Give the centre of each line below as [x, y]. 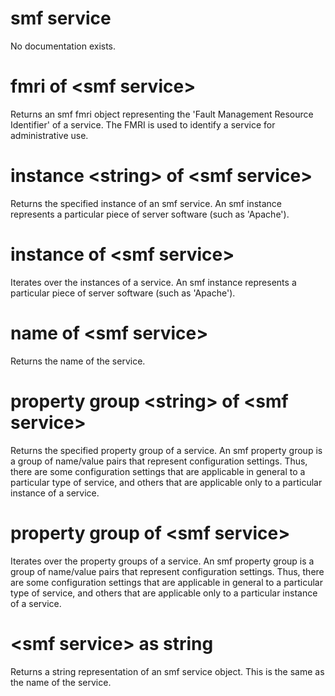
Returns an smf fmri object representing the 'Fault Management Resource [162, 114]
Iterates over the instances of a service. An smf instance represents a [153, 282]
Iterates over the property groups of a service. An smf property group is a [162, 561]
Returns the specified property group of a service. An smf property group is [166, 450]
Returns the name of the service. [78, 361]
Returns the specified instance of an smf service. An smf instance [146, 203]
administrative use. [49, 135]
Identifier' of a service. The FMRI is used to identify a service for [143, 124]
